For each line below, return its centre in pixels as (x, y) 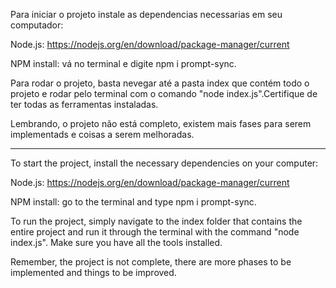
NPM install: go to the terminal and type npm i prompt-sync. (133, 202)
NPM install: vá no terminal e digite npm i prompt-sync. (123, 63)
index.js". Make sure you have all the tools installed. (116, 242)
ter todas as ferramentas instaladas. (84, 104)
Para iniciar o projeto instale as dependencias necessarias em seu (146, 14)
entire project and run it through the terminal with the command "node (155, 232)
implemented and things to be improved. (93, 272)
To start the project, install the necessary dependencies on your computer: (164, 163)
